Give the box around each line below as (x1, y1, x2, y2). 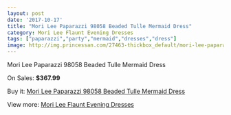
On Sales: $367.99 (7, 74, 60, 82)
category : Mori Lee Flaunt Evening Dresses (7, 29, 134, 36)
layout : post (7, 10, 45, 17)
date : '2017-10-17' (7, 16, 63, 23)
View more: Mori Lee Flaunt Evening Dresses (7, 101, 134, 108)
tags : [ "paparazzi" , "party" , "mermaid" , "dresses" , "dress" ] (7, 36, 177, 42)
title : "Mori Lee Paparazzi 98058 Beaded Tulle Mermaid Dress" (7, 23, 192, 29)
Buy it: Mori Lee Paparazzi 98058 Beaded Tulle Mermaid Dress (7, 87, 186, 95)
